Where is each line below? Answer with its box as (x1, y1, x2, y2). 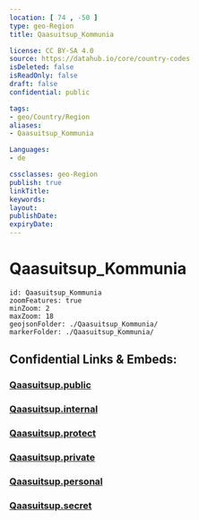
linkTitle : (9, 186, 50, 196)
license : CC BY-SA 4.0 (9, 46, 94, 55)
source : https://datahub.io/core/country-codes (9, 55, 191, 64)
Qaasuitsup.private (9, 451, 96, 463)
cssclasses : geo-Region (9, 170, 99, 179)
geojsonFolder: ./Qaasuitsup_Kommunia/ (9, 320, 159, 329)
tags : (9, 104, 30, 113)
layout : (9, 203, 39, 212)
